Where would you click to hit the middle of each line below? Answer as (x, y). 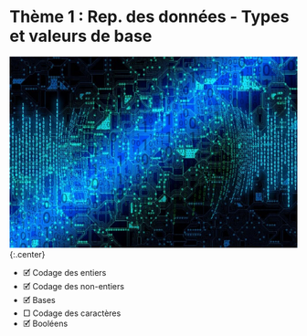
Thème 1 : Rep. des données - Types (149, 17)
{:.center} (27, 255)
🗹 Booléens (45, 324)
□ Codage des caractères (72, 313)
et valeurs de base (81, 36)
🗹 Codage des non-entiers (74, 287)
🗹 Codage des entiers (64, 273)
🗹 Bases (39, 300)
